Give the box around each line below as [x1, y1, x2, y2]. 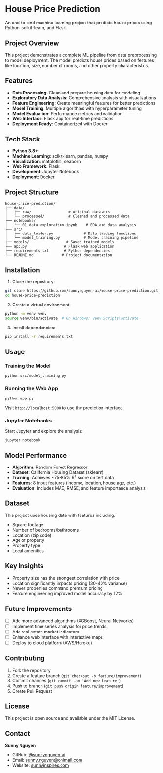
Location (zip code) [12, 532, 52, 538]
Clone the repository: [12, 279, 55, 284]
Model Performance [5, 451, 67, 460]
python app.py [5, 396, 34, 401]
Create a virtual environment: [12, 302, 71, 307]
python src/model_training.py [5, 374, 67, 378]
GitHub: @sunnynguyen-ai [12, 752, 66, 758]
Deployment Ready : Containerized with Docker [12, 121, 108, 127]
